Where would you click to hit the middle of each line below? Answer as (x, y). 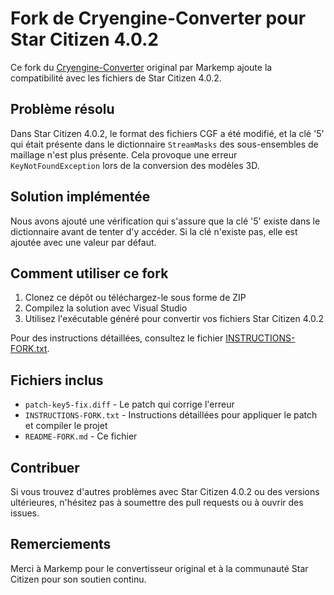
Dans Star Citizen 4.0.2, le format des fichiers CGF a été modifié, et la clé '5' (167, 133)
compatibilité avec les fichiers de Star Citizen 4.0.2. (116, 78)
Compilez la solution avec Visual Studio (106, 308)
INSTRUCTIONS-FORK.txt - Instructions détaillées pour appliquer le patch (171, 415)
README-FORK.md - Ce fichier (81, 436)
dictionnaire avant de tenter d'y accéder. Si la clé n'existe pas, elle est (154, 231)
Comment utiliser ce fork (89, 273)
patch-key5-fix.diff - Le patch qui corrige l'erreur (129, 404)
